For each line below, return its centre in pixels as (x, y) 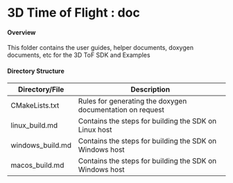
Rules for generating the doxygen (132, 101)
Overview (21, 32)
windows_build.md (41, 145)
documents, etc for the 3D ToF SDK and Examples (79, 55)
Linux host (95, 130)
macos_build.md (37, 165)
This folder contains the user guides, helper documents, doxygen (101, 48)
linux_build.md (34, 125)
